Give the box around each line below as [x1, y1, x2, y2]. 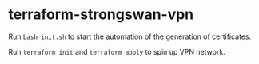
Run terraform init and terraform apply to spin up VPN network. [8, 47, 225, 56]
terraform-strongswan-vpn [8, 6, 194, 24]
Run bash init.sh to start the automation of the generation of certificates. [8, 32, 252, 41]
